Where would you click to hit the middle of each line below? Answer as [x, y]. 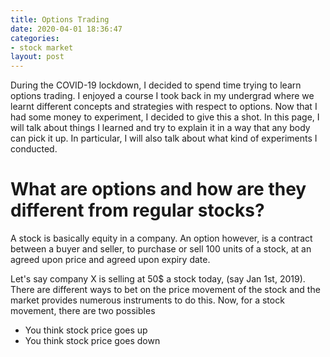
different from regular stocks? [137, 210]
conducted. [34, 149]
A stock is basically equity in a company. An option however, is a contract [161, 238]
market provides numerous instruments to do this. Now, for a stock [147, 300]
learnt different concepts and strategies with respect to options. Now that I [164, 107]
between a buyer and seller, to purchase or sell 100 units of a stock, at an [161, 249]
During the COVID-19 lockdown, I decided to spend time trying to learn [156, 85]
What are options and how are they [158, 189]
